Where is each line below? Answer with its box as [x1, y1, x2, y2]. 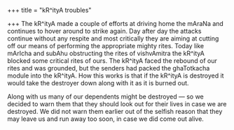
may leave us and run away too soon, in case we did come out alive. [7, 115, 205, 123]
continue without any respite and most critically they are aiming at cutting [7, 34, 219, 43]
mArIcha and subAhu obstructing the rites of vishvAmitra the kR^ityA [7, 49, 205, 57]
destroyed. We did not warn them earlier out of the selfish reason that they [7, 108, 223, 115]
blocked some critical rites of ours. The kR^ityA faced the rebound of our [7, 57, 217, 65]
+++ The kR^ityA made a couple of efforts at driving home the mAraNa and [7, 20, 224, 27]
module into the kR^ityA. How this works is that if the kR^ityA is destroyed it [7, 71, 224, 80]
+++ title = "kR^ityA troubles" [7, 6, 92, 14]
